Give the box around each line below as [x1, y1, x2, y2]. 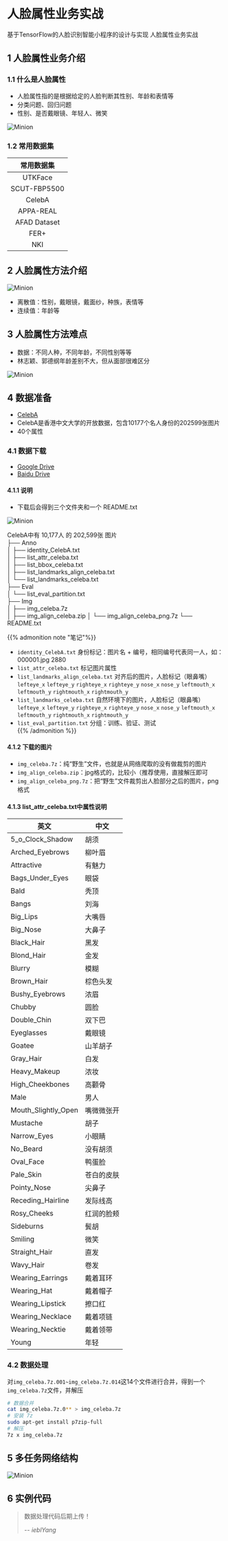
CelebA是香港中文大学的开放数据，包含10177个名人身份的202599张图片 [16, 419, 220, 427]
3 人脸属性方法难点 [7, 328, 88, 341]
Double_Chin [10, 1015, 52, 1025]
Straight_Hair [10, 1247, 53, 1257]
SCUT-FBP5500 [10, 184, 65, 193]
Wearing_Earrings [10, 1273, 69, 1283]
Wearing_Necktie [10, 1325, 67, 1335]
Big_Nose [10, 925, 42, 934]
